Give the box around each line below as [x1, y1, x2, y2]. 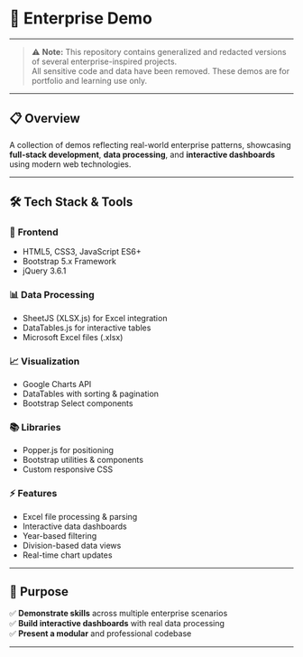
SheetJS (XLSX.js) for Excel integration [22, 312, 168, 323]
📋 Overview [9, 111, 81, 126]
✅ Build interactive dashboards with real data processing [9, 618, 225, 629]
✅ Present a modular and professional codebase [9, 628, 192, 639]
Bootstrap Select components [22, 398, 133, 409]
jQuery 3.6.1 [22, 265, 67, 276]
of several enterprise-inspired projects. [31, 56, 178, 67]
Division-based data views [22, 540, 122, 551]
